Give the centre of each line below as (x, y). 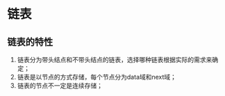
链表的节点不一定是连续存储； (60, 86)
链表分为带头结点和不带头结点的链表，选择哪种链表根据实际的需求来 (115, 60)
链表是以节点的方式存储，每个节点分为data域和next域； (97, 77)
